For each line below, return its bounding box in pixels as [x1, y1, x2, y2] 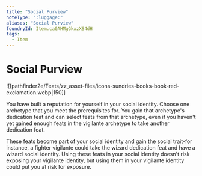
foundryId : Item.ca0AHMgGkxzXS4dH [6, 25, 93, 32]
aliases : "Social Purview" [6, 20, 74, 26]
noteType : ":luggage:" [6, 14, 63, 20]
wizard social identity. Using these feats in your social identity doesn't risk [6, 150, 190, 157]
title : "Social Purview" [6, 8, 69, 15]
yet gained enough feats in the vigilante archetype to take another [6, 120, 170, 127]
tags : [6, 31, 20, 37]
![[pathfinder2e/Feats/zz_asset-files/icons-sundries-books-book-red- [6, 82, 180, 90]
